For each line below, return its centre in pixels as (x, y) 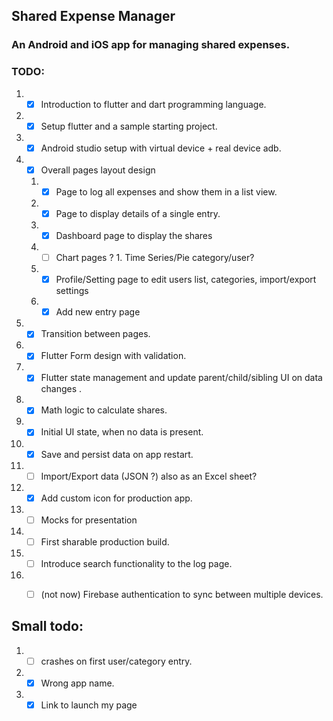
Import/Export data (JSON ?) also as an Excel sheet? (149, 476)
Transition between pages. (95, 334)
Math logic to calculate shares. (104, 410)
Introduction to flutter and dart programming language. (153, 104)
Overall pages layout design (98, 170)
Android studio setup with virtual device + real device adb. (161, 148)
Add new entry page (98, 312)
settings (72, 291)
